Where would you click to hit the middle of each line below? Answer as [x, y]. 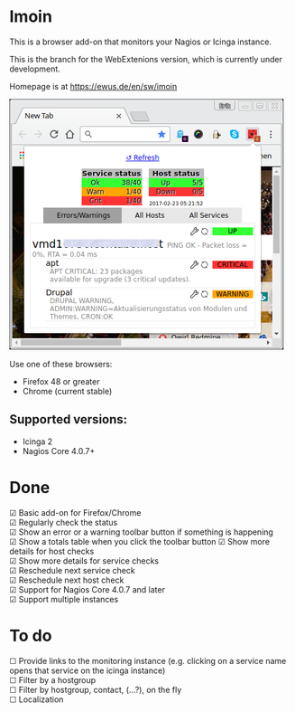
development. [35, 69]
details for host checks [52, 551]
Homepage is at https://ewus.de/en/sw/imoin [93, 86]
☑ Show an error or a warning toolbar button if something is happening [141, 532]
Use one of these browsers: [61, 364]
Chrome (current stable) [67, 391]
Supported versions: [69, 419]
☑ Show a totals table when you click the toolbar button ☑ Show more [140, 541]
